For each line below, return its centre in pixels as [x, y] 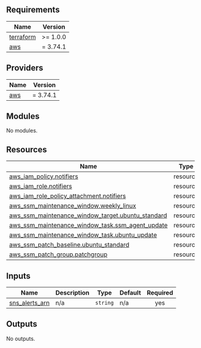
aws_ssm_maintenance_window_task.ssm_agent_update [89, 226]
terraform [23, 37]
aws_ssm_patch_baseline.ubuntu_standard [69, 245]
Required [160, 293]
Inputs [19, 276]
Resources [27, 149]
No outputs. [21, 338]
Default [130, 293]
